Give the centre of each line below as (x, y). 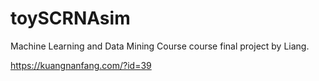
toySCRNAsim (70, 18)
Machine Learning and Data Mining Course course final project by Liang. (160, 46)
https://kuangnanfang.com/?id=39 (81, 65)
